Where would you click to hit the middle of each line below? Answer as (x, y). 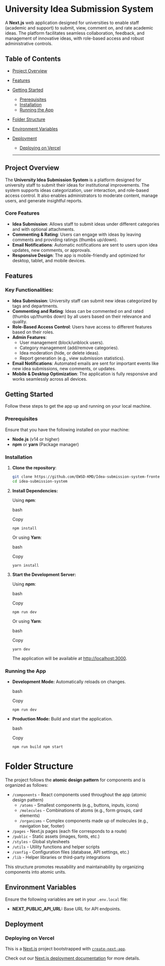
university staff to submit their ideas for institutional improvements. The (77, 185)
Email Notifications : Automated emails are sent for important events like (85, 363)
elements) (30, 815)
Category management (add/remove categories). (69, 348)
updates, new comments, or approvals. (52, 250)
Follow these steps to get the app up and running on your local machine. (78, 406)
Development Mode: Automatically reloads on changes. (69, 682)
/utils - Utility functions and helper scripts (56, 847)
